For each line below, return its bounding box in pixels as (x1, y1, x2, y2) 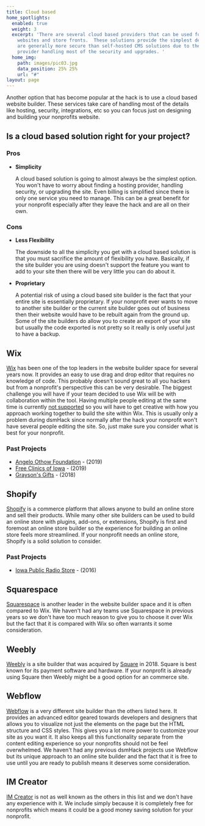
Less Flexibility (15, 236, 55, 244)
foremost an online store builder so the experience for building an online (6, 524, 188, 532)
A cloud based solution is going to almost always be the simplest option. (15, 175, 197, 182)
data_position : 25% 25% (17, 65, 78, 72)
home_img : (12, 54, 37, 60)
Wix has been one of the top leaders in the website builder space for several (6, 364, 198, 371)
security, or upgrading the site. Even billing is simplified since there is (15, 187, 190, 195)
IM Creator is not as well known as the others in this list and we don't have (6, 793, 193, 800)
